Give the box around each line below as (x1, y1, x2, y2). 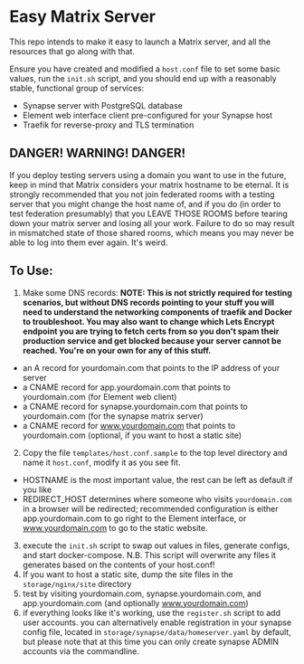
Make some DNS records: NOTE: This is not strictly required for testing (22, 287, 292, 298)
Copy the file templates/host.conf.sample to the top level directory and (22, 447, 288, 458)
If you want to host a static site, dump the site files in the (22, 568, 233, 580)
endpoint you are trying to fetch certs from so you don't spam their (22, 326, 280, 337)
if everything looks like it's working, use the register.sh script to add (22, 607, 280, 618)
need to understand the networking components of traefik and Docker (22, 306, 292, 318)
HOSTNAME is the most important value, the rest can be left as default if (22, 474, 293, 485)
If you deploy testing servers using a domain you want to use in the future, (9, 169, 287, 180)
